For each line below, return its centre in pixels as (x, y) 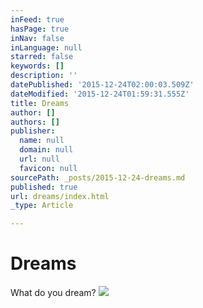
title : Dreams (40, 103)
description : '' (44, 76)
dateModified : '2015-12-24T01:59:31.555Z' (100, 94)
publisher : (33, 131)
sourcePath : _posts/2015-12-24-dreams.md (98, 177)
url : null (39, 159)
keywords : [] (37, 66)
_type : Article (42, 206)
